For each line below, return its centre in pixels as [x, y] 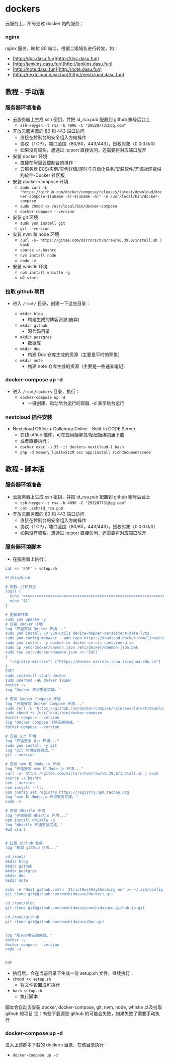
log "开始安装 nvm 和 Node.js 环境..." [44, 769]
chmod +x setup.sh [32, 979]
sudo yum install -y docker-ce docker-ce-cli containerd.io [70, 643]
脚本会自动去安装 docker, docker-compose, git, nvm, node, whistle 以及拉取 [84, 1007]
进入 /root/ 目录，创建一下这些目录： [51, 303]
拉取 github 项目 [25, 291]
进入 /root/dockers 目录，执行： [46, 391]
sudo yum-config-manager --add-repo [44, 638]
